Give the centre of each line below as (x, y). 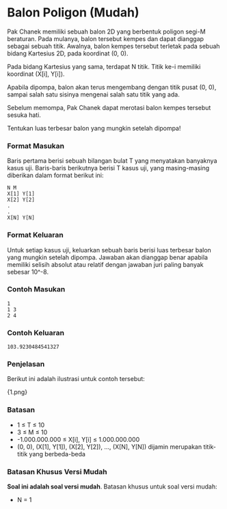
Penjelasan (26, 364)
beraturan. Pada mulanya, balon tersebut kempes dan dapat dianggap (105, 38)
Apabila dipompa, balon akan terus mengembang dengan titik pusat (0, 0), (112, 87)
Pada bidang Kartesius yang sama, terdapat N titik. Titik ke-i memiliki (104, 66)
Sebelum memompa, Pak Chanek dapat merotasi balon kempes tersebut (109, 107)
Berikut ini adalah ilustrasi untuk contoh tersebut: (76, 379)
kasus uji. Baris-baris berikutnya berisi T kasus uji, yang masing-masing (108, 168)
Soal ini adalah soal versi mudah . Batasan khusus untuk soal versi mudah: (112, 486)
